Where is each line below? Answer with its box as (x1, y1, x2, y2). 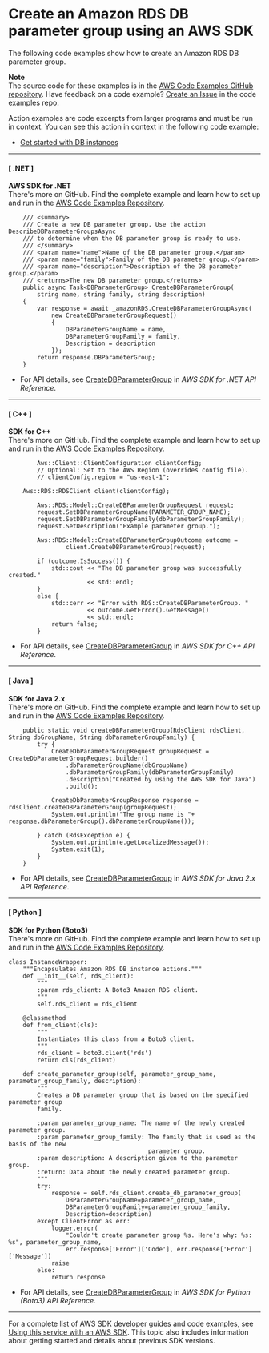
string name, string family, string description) (37, 291, 206, 299)
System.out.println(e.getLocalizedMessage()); (50, 838, 210, 846)
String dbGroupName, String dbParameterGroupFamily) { (8, 733, 195, 741)
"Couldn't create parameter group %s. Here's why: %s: (65, 1231, 252, 1239)
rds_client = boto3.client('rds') (37, 1049, 152, 1057)
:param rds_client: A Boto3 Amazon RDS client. (37, 986, 199, 994)
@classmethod (22, 1014, 66, 1022)
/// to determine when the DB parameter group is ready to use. (22, 235, 242, 243)
